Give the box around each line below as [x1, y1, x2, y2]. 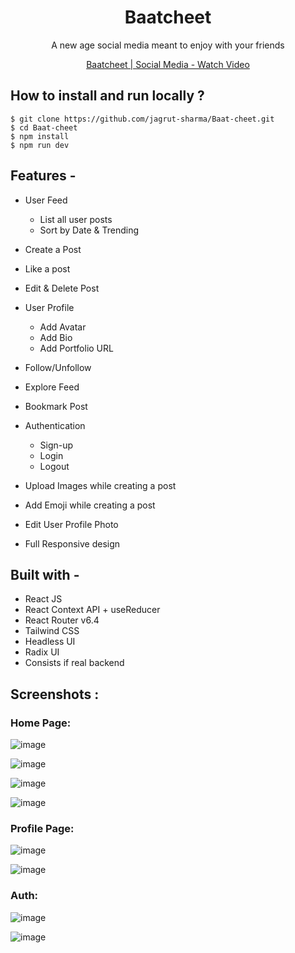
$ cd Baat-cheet [10, 122, 78, 133]
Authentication [24, 419, 86, 431]
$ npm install [10, 131, 70, 141]
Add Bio [39, 331, 73, 343]
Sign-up [39, 439, 74, 451]
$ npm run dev [10, 140, 70, 150]
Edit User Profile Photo [24, 518, 119, 530]
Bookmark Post [24, 400, 88, 412]
